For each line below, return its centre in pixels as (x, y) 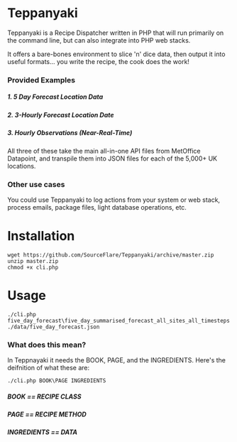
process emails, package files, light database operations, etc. (97, 207)
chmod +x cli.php (33, 267)
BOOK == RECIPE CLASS (44, 397)
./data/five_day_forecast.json (54, 327)
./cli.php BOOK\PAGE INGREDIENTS (57, 381)
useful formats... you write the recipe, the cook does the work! (99, 61)
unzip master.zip (33, 261)
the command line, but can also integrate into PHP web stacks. (99, 40)
